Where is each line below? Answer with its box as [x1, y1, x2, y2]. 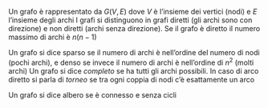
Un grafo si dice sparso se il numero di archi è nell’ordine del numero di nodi [8, 48, 260, 57]
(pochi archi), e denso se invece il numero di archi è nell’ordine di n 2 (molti [8, 56, 254, 67]
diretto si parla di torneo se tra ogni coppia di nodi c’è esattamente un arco [8, 74, 255, 84]
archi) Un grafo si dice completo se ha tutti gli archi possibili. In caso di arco [8, 66, 259, 75]
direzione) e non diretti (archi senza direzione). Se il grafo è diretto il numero [8, 24, 261, 33]
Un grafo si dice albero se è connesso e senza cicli [8, 90, 177, 99]
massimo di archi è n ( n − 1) [8, 32, 98, 42]
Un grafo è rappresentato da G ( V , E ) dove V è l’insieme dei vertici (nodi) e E [8, 7, 258, 16]
